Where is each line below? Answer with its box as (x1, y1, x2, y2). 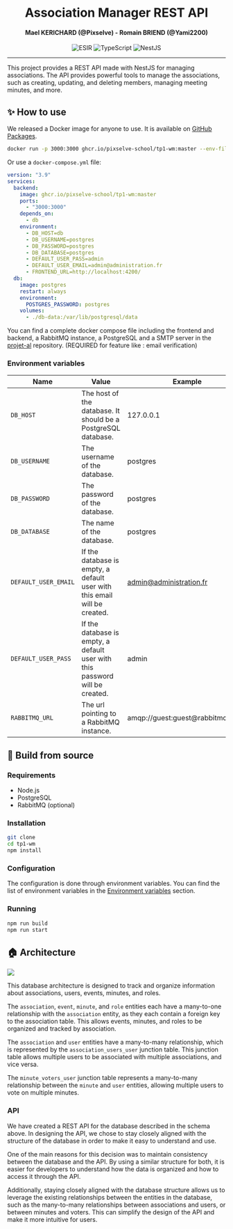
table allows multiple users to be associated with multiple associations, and (7, 1053, 222, 1061)
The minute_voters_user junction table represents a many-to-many (7, 1074, 198, 1082)
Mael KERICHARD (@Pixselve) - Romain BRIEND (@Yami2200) (25, 28, 208, 36)
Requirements (7, 770, 56, 780)
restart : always (19, 287, 67, 295)
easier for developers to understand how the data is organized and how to (7, 1164, 219, 1173)
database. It (81, 406, 120, 415)
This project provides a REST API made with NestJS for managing (7, 64, 196, 72)
